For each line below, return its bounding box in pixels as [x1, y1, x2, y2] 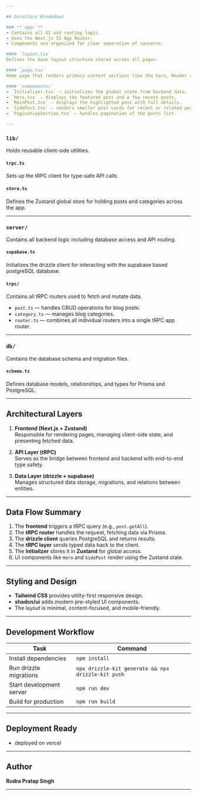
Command [117, 645, 147, 653]
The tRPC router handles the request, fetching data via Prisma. [14, 529, 167, 536]
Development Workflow [6, 627, 95, 637]
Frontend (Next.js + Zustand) [14, 425, 87, 432]
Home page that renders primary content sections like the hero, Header [6, 73, 188, 79]
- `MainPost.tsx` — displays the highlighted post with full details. [6, 100, 182, 106]
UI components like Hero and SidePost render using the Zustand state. [14, 554, 184, 561]
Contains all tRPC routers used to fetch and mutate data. [6, 293, 142, 300]
